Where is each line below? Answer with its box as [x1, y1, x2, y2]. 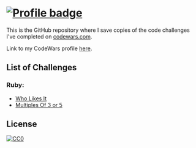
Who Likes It [15, 95, 47, 102]
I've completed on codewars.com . [6, 32, 92, 40]
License [6, 119, 37, 130]
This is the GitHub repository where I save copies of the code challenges [6, 26, 190, 34]
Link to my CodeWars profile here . [6, 45, 92, 52]
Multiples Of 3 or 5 [15, 101, 63, 108]
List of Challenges [6, 62, 77, 73]
